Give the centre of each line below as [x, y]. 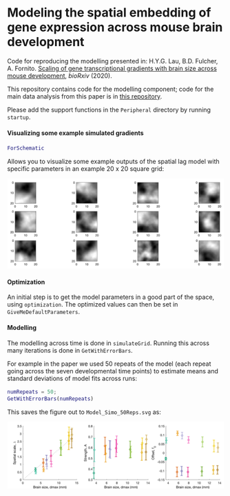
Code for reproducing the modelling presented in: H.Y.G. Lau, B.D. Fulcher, [113, 61]
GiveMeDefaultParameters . [44, 312]
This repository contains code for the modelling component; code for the [111, 89]
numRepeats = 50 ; [32, 392]
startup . [19, 117]
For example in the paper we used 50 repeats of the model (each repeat [109, 364]
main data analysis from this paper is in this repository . [85, 96]
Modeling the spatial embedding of [109, 13]
